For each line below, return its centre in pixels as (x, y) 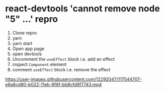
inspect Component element (40, 64)
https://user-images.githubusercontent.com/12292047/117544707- (74, 79)
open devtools (27, 54)
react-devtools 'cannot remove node (82, 9)
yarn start (22, 43)
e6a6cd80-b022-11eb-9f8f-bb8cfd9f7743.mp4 (53, 84)
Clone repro (25, 33)
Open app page (28, 48)
